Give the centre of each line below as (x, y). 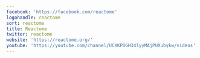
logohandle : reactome (34, 18)
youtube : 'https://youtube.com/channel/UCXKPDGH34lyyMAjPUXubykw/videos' (101, 46)
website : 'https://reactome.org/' (50, 40)
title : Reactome (27, 29)
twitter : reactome (29, 34)
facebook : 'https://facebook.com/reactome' (62, 12)
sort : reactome (25, 23)
